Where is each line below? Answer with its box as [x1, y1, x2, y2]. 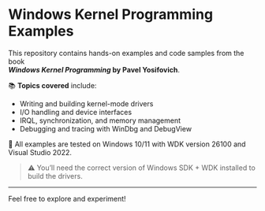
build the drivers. [27, 171, 83, 180]
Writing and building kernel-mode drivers [19, 98, 154, 108]
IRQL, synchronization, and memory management [19, 116, 181, 125]
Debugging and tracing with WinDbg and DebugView [19, 124, 192, 133]
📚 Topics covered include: [8, 80, 97, 90]
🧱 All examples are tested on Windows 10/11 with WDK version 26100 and [8, 139, 246, 149]
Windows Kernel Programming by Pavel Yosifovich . [8, 65, 180, 74]
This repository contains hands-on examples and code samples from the [8, 48, 244, 57]
